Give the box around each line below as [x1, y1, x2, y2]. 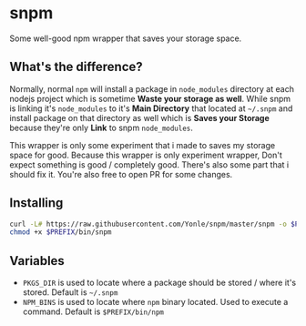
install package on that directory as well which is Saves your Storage [9, 112, 270, 123]
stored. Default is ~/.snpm [22, 287, 118, 298]
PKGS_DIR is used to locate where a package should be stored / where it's [22, 277, 297, 289]
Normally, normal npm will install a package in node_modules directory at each [9, 83, 294, 94]
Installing [9, 195, 64, 211]
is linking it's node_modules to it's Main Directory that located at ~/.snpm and [9, 103, 293, 114]
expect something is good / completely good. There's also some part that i [9, 158, 290, 170]
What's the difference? [9, 59, 143, 75]
